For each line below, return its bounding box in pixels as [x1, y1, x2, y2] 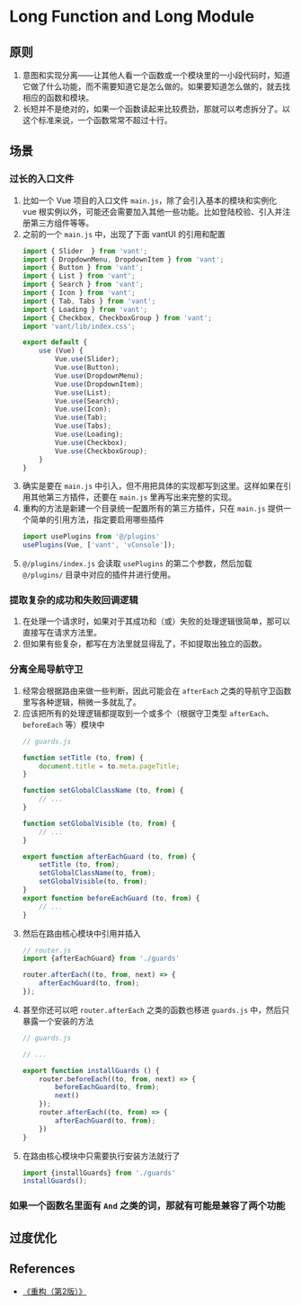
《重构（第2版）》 [22, 1286, 87, 1297]
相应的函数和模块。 [22, 93, 94, 102]
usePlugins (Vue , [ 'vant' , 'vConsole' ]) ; [22, 541, 176, 550]
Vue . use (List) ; [55, 388, 112, 397]
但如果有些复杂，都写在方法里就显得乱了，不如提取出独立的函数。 [22, 638, 267, 649]
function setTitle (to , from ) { [22, 753, 144, 762]
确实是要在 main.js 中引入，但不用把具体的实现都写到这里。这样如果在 [22, 481, 284, 492]
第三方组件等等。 [30, 217, 94, 228]
